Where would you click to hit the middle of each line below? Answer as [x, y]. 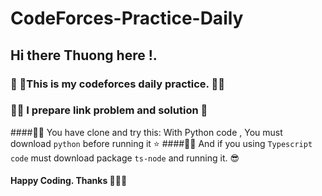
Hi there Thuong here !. [84, 55]
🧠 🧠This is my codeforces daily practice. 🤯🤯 [117, 84]
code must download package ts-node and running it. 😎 [125, 158]
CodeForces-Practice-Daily [127, 18]
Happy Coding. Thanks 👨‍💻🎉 [69, 181]
